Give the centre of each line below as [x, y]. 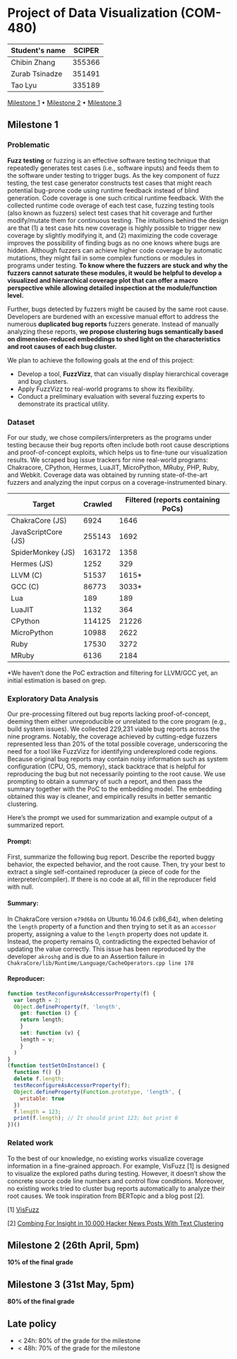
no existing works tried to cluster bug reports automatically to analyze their [116, 1188]
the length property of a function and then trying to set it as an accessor [112, 926]
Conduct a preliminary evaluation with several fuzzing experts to [111, 396]
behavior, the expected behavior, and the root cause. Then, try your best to [116, 864]
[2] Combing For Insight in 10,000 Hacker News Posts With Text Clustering [116, 1223]
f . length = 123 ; [37, 1112]
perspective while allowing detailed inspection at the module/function [112, 288]
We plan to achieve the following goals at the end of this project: [101, 360]
